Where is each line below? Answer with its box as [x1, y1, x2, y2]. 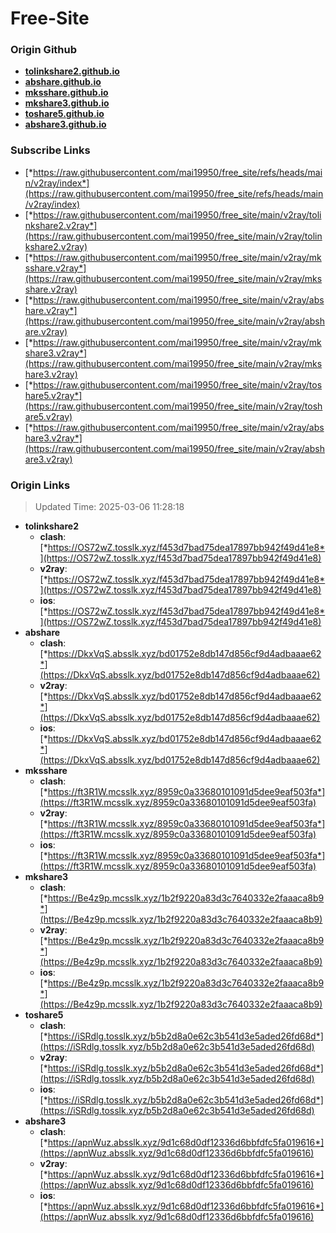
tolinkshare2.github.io [24, 65, 120, 77]
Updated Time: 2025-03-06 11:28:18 [34, 501, 185, 513]
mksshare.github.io [24, 87, 109, 99]
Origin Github [10, 43, 78, 57]
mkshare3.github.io [24, 97, 110, 109]
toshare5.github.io [24, 108, 105, 120]
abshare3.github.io [24, 118, 107, 131]
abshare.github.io [24, 76, 102, 88]
